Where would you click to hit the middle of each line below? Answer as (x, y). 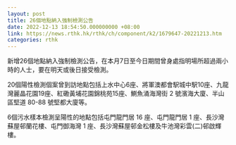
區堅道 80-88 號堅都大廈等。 (49, 102)
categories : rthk (33, 40)
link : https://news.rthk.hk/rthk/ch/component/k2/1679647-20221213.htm (114, 33)
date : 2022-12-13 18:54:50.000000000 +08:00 (74, 27)
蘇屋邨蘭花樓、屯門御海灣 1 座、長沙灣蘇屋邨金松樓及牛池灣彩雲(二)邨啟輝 (114, 126)
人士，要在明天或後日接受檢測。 (66, 70)
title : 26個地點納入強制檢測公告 (50, 20)
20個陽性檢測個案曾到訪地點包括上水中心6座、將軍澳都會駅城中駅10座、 (112, 84)
